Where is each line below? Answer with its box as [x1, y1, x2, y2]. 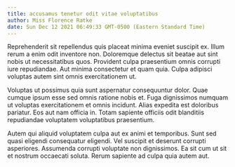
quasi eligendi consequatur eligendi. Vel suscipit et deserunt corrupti [7, 137, 206, 145]
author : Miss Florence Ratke [7, 17, 93, 24]
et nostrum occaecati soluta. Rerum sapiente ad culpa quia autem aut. [7, 152, 210, 160]
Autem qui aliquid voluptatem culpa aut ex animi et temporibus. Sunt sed [7, 129, 217, 138]
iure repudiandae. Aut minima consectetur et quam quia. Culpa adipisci [7, 65, 213, 74]
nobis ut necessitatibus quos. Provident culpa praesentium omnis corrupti [7, 58, 221, 66]
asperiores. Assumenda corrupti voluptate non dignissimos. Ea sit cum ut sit [7, 145, 227, 153]
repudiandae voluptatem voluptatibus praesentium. [7, 116, 155, 124]
